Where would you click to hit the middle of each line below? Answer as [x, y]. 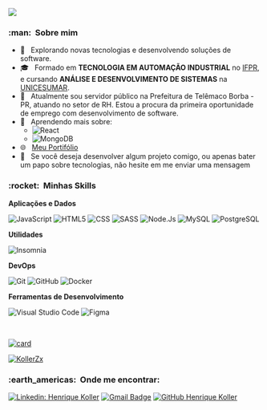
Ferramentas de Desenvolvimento [66, 296]
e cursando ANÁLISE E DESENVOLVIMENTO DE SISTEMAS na [123, 79]
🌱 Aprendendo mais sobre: [66, 122]
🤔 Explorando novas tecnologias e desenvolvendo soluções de [125, 50]
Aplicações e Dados [42, 203]
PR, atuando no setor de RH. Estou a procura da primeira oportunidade [137, 105]
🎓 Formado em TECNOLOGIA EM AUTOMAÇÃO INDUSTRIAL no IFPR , [140, 67]
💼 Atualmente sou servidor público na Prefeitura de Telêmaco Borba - [137, 96]
